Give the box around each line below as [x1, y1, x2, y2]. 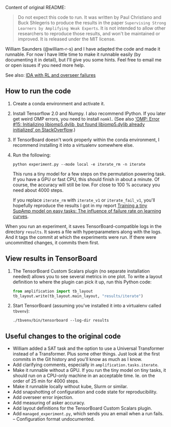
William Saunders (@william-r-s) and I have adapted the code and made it [5, 46, 161, 52]
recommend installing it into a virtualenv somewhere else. [12, 142, 134, 148]
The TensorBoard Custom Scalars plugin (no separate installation [12, 268, 150, 274]
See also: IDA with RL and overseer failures [5, 72, 96, 78]
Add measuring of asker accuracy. [12, 400, 86, 406]
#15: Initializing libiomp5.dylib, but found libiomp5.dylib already [12, 121, 145, 127]
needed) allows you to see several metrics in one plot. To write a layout [12, 273, 162, 279]
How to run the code [5, 87, 71, 96]
